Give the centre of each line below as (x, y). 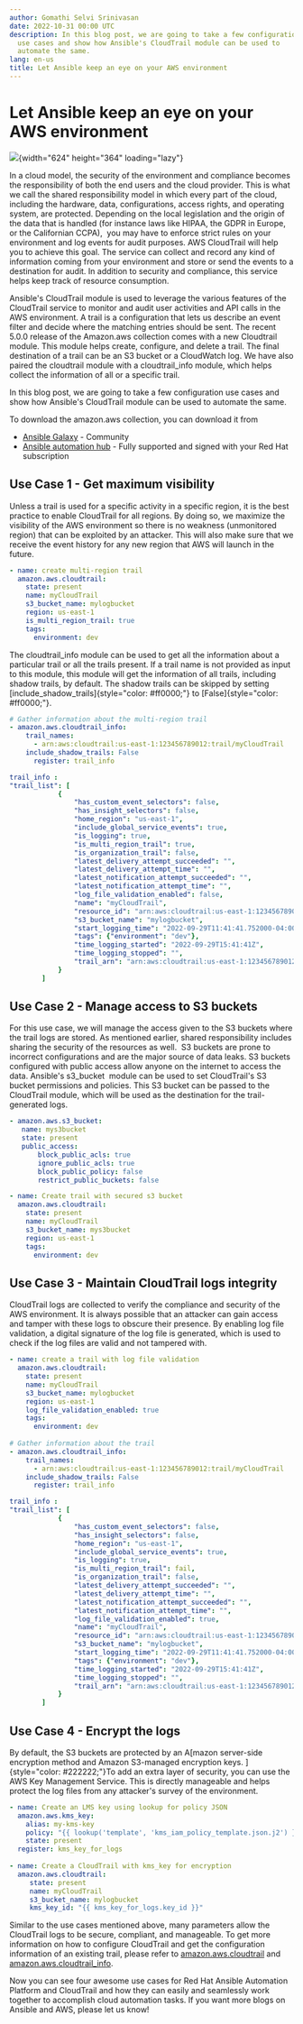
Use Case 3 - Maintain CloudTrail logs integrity (143, 1282)
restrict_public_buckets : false (98, 1180)
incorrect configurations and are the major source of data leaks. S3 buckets (150, 1057)
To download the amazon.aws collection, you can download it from (134, 419)
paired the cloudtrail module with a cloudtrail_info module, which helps (141, 365)
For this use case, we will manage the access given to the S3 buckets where (151, 1028)
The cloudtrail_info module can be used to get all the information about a (144, 655)
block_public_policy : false (90, 1172)
